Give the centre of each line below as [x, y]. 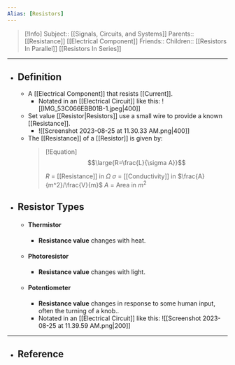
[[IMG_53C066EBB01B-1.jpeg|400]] [90, 108]
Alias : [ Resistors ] [36, 14]
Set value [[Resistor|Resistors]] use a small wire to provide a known [125, 116]
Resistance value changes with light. [92, 272]
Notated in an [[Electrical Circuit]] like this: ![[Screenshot [120, 318]
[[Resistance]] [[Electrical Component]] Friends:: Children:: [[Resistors [126, 41]
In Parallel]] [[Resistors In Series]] [73, 48]
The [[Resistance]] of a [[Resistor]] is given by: [95, 138]
